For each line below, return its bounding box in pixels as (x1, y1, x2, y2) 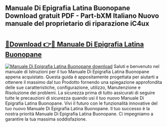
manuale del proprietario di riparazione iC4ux (5, 19, 150, 28)
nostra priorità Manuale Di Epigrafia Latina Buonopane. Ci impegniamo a (5, 111, 154, 117)
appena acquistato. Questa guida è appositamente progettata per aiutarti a (5, 74, 159, 80)
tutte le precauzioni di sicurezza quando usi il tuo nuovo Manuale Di (5, 95, 145, 101)
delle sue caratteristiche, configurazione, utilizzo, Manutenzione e (5, 84, 141, 90)
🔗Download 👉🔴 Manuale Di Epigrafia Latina (5, 40, 144, 49)
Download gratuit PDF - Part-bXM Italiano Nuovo (5, 12, 160, 20)
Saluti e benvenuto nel (114, 63, 160, 69)
